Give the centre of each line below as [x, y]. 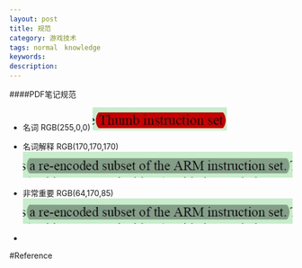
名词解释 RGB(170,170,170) [71, 147]
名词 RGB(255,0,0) [56, 127]
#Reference [31, 255]
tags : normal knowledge [55, 48]
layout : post [34, 19]
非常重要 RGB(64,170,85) [68, 192]
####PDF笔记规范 [43, 94]
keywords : [28, 57]
